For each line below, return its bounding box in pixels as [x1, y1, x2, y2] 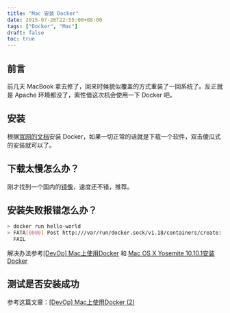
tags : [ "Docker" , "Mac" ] [7, 23, 78, 30]
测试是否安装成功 [7, 279, 79, 290]
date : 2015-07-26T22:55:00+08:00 [7, 16, 103, 23]
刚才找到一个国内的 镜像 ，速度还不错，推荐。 [7, 183, 133, 191]
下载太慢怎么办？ [7, 163, 79, 175]
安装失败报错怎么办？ [7, 204, 97, 216]
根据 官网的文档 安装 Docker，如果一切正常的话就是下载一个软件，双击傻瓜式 [7, 132, 221, 141]
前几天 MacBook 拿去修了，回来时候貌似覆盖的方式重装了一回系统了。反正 [7, 82, 218, 90]
